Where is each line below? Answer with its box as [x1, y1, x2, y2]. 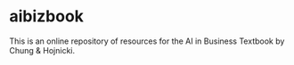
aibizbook [9, 6, 85, 27]
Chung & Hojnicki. [9, 45, 76, 55]
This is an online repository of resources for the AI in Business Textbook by [9, 36, 285, 46]
